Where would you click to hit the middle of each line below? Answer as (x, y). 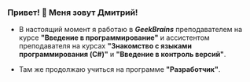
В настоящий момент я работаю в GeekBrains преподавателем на (131, 30)
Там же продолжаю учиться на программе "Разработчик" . (119, 70)
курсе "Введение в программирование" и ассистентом (114, 37)
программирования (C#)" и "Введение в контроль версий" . (122, 55)
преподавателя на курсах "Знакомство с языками (105, 46)
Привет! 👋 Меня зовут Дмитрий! (73, 12)
